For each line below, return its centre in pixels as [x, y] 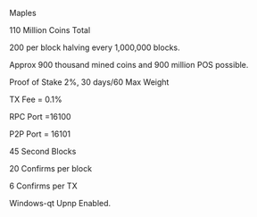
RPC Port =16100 [40, 117]
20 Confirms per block [50, 168]
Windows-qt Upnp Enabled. [60, 203]
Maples [23, 13]
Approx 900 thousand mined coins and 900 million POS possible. [129, 65]
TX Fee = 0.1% [36, 99]
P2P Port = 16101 [40, 134]
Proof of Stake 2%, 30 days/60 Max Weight [89, 82]
